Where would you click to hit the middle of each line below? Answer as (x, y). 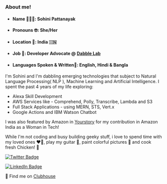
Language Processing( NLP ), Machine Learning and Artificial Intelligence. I (82, 81)
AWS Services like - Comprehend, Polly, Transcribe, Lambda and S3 (83, 101)
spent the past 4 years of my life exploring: (49, 87)
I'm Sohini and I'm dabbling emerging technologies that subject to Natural (81, 76)
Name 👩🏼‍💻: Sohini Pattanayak (44, 19)
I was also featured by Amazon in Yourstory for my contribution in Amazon (82, 122)
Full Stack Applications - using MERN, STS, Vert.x (63, 107)
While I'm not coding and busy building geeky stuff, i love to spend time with (83, 137)
